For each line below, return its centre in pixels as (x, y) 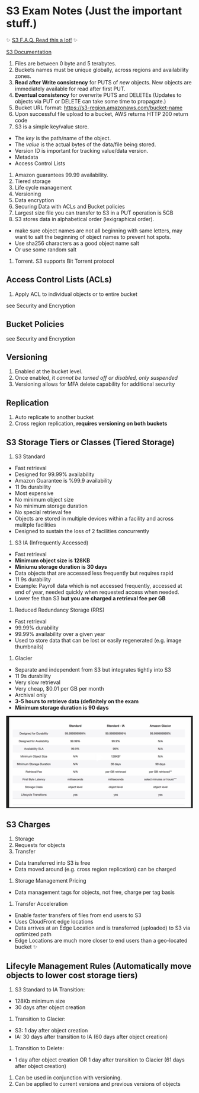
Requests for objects (40, 845)
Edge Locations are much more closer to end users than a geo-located (101, 941)
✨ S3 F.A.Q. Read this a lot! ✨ (42, 40)
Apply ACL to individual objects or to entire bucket (76, 294)
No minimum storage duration (51, 506)
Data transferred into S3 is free (52, 863)
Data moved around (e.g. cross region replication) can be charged (95, 870)
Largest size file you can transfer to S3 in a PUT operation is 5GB (94, 213)
